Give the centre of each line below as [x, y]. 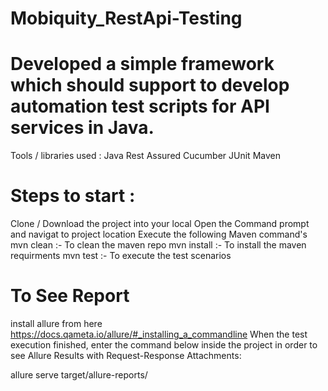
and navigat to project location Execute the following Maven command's [159, 234]
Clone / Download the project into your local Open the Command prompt [160, 224]
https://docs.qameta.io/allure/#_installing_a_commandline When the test [159, 334]
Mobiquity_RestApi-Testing [126, 18]
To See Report [70, 296]
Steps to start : [73, 196]
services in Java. [82, 128]
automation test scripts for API [140, 106]
